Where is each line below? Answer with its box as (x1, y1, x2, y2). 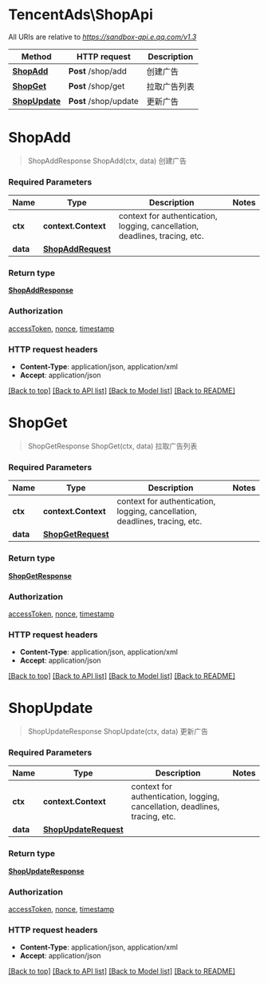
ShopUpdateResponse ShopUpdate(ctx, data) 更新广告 (27, 727, 209, 736)
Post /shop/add (68, 66, 128, 77)
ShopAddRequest (42, 244, 112, 255)
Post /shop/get (68, 80, 125, 91)
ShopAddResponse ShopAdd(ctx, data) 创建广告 (27, 156, 187, 165)
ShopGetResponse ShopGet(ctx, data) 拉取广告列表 (27, 441, 198, 451)
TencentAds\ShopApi (8, 6, 154, 24)
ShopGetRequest (42, 529, 109, 540)
